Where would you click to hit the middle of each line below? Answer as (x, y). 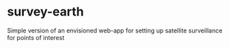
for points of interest (36, 37)
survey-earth (45, 12)
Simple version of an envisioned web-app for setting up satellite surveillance (115, 30)
